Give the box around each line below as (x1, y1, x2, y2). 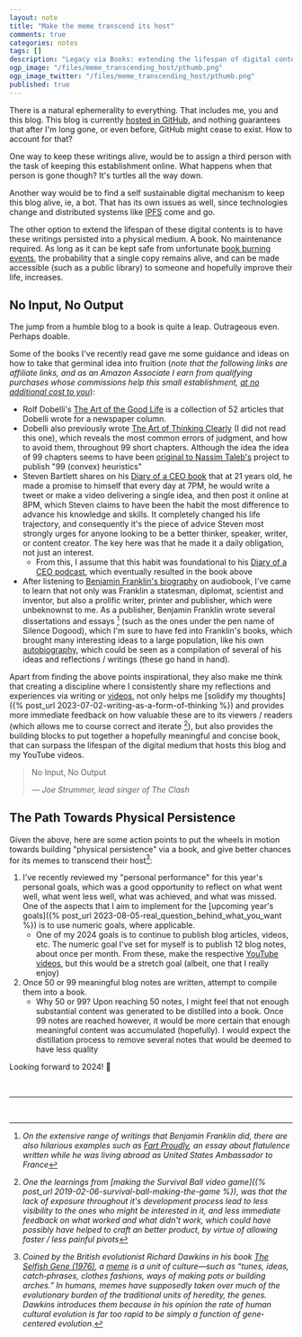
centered (22, 1318, 57, 1329)
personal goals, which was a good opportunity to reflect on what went (22, 882, 283, 893)
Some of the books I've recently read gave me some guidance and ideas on (9, 348, 289, 360)
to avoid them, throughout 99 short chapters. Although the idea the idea (22, 442, 289, 453)
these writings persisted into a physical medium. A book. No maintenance (9, 233, 282, 244)
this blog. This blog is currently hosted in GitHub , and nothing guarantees (9, 114, 281, 125)
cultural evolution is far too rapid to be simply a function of (22, 1309, 241, 1320)
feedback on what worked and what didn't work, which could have (22, 1215, 271, 1226)
